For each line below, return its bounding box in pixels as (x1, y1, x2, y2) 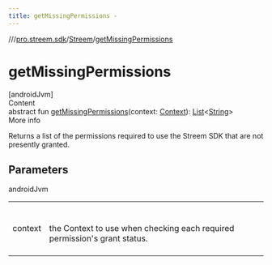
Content (8, 98, 36, 108)
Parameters (8, 163, 69, 177)
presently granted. (8, 139, 70, 149)
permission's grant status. (49, 233, 148, 244)
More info (8, 115, 41, 125)
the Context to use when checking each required (49, 223, 235, 234)
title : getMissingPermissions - (8, 11, 117, 20)
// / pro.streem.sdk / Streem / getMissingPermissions (8, 34, 173, 44)
